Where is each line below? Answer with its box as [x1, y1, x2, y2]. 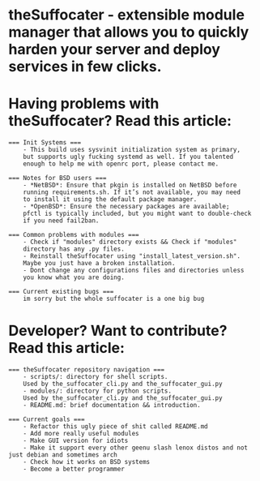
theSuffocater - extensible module [8, 6, 245, 24]
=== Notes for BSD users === [8, 174, 107, 183]
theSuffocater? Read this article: [8, 112, 232, 131]
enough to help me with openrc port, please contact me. [23, 160, 220, 168]
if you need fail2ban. [23, 217, 100, 225]
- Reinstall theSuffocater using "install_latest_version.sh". [23, 252, 241, 260]
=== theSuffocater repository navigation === [8, 366, 164, 374]
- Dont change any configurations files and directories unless [23, 266, 245, 275]
